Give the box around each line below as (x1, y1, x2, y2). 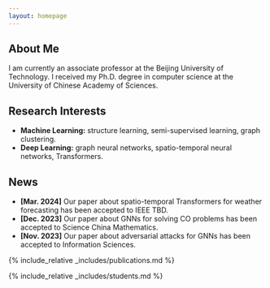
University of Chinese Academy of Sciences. (8, 80, 159, 90)
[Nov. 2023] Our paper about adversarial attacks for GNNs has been (20, 231, 250, 241)
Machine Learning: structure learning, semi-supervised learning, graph (20, 126, 261, 135)
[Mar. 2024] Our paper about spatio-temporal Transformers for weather (20, 196, 263, 207)
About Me (8, 42, 59, 56)
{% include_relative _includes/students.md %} (8, 271, 163, 281)
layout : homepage (8, 11, 67, 20)
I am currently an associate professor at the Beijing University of (8, 63, 224, 73)
